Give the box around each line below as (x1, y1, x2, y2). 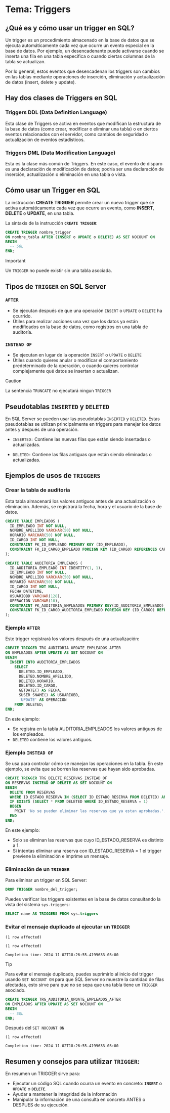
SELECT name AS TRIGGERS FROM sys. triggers (5, 911, 99, 916)
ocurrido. (12, 313, 32, 319)
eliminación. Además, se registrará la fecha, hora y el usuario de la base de (5, 503, 162, 509)
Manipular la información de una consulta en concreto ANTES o (12, 1096, 146, 1103)
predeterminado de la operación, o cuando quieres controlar (12, 363, 139, 369)
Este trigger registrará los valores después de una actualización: (5, 636, 140, 642)
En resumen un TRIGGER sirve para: (5, 1071, 80, 1077)
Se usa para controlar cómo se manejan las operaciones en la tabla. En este (5, 761, 163, 767)
